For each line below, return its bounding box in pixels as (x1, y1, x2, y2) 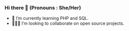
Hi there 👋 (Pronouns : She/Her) (4, 4, 81, 11)
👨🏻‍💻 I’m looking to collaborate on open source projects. (11, 20, 125, 26)
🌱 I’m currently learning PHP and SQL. (11, 15, 89, 21)
